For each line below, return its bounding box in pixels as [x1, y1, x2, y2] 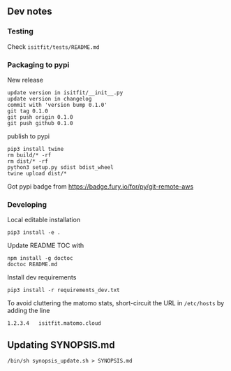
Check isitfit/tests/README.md [7, 42, 100, 51]
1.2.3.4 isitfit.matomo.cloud [7, 320, 101, 327]
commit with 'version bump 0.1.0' [7, 101, 108, 108]
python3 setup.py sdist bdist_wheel [7, 163, 114, 170]
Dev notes [7, 6, 52, 17]
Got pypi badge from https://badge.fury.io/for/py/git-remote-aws [7, 182, 194, 191]
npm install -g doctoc [7, 255, 73, 262]
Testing [7, 27, 33, 36]
